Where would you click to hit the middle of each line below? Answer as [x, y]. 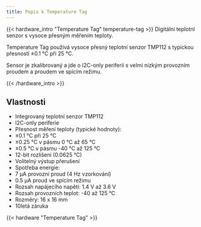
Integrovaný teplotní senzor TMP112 [59, 117]
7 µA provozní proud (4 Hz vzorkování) [63, 174]
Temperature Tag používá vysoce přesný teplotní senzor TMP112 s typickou [100, 47]
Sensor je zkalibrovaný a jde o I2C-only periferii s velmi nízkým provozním [98, 65]
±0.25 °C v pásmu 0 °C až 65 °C [55, 142]
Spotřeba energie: [37, 168]
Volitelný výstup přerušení [47, 161]
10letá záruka [32, 206]
